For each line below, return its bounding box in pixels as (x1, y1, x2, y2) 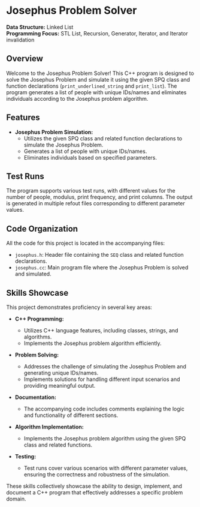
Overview (6, 53, 44, 64)
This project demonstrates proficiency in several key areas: (6, 304, 153, 311)
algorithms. (23, 334, 52, 340)
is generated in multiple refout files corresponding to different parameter (6, 200, 186, 207)
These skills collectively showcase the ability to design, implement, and (6, 482, 183, 490)
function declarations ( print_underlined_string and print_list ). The (6, 82, 177, 89)
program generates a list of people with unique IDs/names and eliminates (6, 88, 187, 96)
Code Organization (6, 223, 78, 234)
